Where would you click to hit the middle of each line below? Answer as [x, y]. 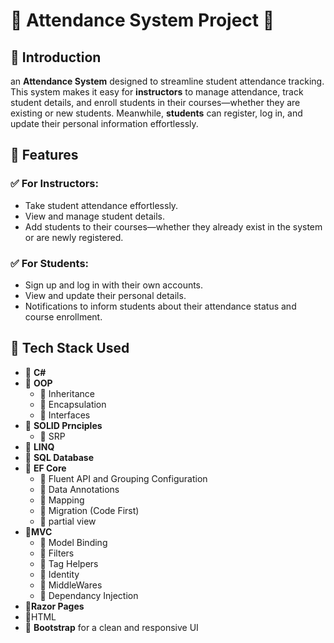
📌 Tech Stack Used [70, 348]
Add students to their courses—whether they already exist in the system [173, 226]
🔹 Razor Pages [54, 606]
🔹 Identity [59, 574]
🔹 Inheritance [67, 393]
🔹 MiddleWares [71, 585]
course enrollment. [63, 316]
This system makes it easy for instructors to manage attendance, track [157, 92]
